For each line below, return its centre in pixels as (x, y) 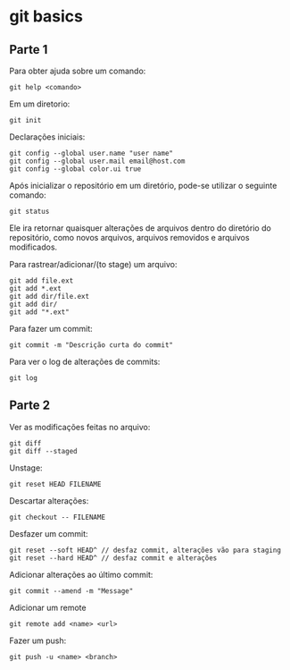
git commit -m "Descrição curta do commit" (91, 345)
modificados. (33, 247)
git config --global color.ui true (75, 169)
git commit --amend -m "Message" (71, 591)
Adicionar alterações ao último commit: (81, 574)
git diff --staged (43, 451)
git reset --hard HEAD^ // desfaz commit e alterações (113, 558)
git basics (46, 17)
